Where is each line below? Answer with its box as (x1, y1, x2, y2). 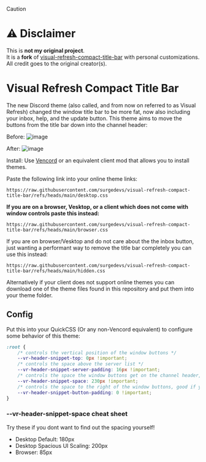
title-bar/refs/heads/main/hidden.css (6, 268, 105, 274)
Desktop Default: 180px (15, 435, 75, 443)
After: (6, 145, 21, 152)
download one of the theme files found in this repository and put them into (6, 285, 194, 292)
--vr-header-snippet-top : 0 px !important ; (17, 355, 128, 362)
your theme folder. (6, 291, 53, 299)
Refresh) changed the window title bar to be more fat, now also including (6, 108, 191, 115)
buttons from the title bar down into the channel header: (6, 121, 148, 128)
